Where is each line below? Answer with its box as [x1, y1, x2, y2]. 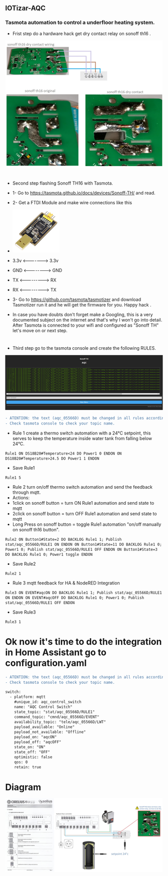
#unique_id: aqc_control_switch [14, 699, 81, 704]
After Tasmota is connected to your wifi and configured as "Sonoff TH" [12, 322, 159, 328]
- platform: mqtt [9, 694, 46, 699]
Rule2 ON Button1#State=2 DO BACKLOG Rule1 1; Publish [5, 537, 122, 542]
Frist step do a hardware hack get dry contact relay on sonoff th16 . [12, 30, 151, 37]
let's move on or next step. [12, 328, 67, 334]
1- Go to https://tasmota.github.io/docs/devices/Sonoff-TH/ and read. [12, 190, 156, 196]
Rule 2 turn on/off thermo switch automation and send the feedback [12, 484, 152, 490]
